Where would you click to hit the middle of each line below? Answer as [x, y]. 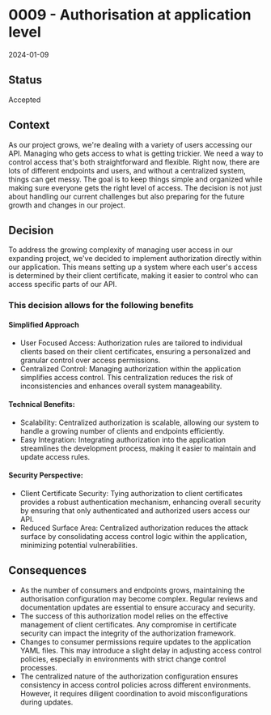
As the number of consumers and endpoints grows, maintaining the [132, 590]
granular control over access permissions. [90, 360]
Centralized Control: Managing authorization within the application [130, 368]
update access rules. [55, 456]
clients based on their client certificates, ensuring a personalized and [135, 351]
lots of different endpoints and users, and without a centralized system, [127, 170]
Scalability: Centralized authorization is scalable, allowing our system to [140, 422]
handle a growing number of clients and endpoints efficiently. [122, 430]
